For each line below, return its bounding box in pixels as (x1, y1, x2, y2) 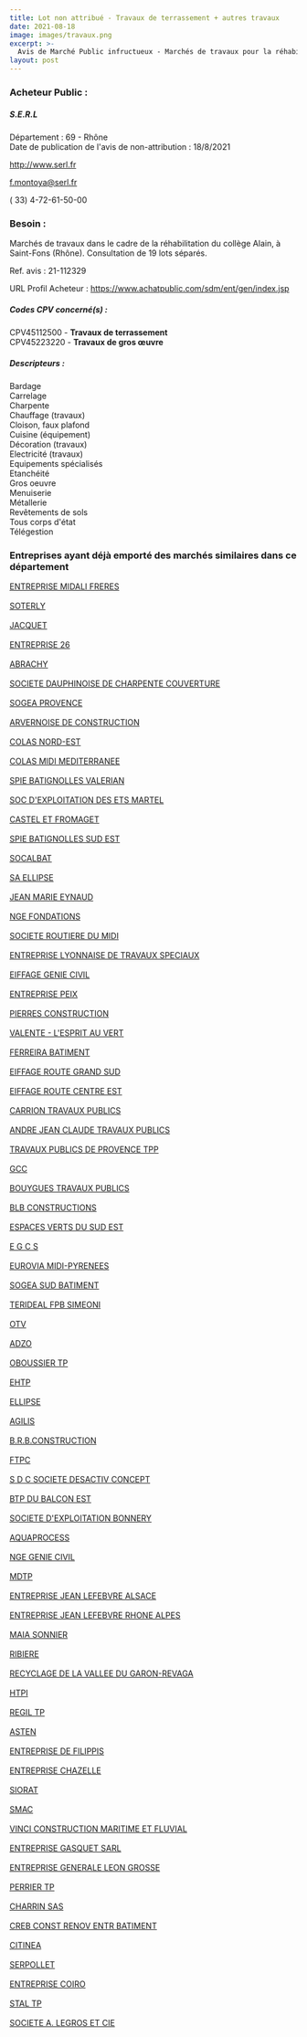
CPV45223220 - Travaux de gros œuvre (9, 337, 164, 348)
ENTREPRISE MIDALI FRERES (9, 581, 120, 592)
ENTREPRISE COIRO (9, 1979, 86, 1990)
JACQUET (9, 620, 48, 631)
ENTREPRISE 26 (9, 639, 70, 650)
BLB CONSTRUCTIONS (9, 1202, 98, 1213)
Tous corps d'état (9, 517, 76, 528)
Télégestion (9, 526, 54, 537)
